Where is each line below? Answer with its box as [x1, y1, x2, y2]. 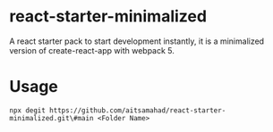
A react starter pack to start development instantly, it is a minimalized [9, 36, 265, 46]
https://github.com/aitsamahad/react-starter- [48, 105, 226, 115]
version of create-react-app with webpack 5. [9, 45, 175, 55]
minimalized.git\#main [9, 113, 94, 122]
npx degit [9, 105, 47, 115]
